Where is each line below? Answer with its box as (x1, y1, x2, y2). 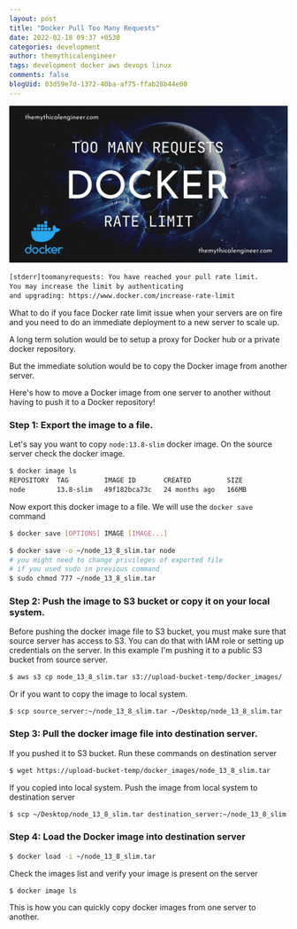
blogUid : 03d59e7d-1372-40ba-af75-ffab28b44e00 (9, 80, 188, 89)
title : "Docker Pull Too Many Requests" (9, 23, 161, 33)
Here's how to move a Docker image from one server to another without (9, 386, 271, 398)
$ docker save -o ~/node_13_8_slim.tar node (9, 546, 176, 555)
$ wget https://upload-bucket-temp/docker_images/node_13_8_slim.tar (9, 766, 271, 775)
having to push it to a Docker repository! (9, 396, 156, 407)
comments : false (9, 71, 69, 80)
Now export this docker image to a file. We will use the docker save (9, 501, 254, 511)
